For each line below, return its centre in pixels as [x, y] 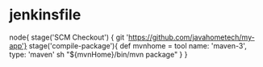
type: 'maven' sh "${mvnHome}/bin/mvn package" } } [98, 54]
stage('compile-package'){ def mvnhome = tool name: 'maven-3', [138, 45]
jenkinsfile [45, 15]
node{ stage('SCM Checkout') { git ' [69, 37]
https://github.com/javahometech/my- [192, 37]
